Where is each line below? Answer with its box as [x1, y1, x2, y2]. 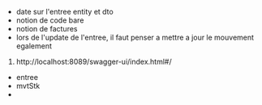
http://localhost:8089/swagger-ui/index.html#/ [15, 57, 172, 66]
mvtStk [15, 81, 41, 90]
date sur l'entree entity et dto [15, 7, 114, 16]
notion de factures [15, 24, 78, 33]
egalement [15, 41, 53, 51]
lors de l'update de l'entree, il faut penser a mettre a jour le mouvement [15, 32, 254, 42]
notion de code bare [15, 15, 84, 25]
